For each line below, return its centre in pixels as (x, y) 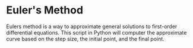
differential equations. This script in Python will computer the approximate (96, 32)
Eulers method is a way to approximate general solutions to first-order (92, 26)
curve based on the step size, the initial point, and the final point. (85, 39)
